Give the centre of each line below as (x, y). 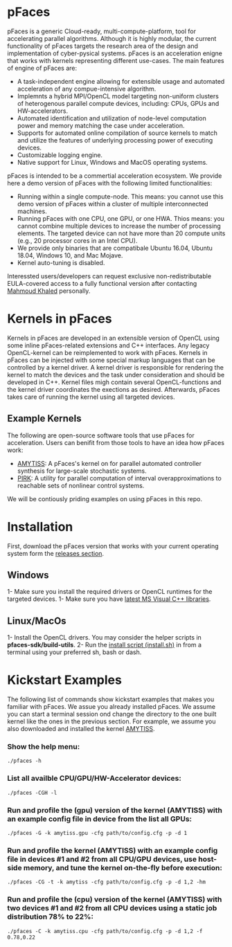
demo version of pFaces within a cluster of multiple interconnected (113, 204)
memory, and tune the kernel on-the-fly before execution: (123, 868)
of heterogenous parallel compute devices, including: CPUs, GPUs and (118, 103)
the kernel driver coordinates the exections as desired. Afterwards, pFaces (114, 389)
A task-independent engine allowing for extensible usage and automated (121, 81)
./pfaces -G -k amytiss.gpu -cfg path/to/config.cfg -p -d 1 (97, 833)
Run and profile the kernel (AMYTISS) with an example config (113, 850)
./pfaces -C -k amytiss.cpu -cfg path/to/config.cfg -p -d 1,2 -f (105, 931)
